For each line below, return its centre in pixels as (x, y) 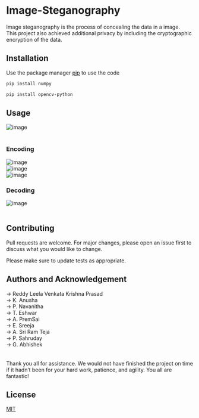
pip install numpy (29, 83)
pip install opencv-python (40, 94)
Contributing (30, 228)
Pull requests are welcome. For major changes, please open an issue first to (99, 243)
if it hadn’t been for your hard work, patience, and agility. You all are (89, 370)
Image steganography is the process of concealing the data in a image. (93, 27)
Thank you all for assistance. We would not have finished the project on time (99, 363)
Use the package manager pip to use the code (63, 73)
